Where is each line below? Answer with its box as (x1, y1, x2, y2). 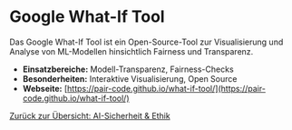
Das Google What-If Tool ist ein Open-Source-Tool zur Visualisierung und (9, 36, 284, 47)
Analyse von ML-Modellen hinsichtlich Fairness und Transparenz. (9, 45, 254, 56)
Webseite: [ (22, 83, 68, 94)
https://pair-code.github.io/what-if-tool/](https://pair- (66, 83, 266, 94)
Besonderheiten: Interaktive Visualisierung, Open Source (22, 73, 238, 84)
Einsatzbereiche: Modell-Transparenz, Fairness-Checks (22, 64, 234, 75)
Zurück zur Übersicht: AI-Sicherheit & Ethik (9, 110, 170, 121)
